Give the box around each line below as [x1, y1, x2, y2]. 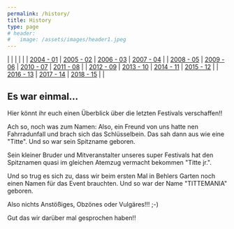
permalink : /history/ [7, 10, 71, 17]
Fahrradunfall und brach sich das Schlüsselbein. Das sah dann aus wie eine [7, 130, 225, 138]
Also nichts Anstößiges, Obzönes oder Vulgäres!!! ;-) [7, 200, 159, 208]
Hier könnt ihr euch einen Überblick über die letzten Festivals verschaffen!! [7, 109, 223, 117]
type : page [7, 23, 39, 30]
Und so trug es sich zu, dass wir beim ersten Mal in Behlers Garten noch [7, 172, 215, 180]
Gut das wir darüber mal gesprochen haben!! [7, 214, 136, 222]
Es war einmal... [7, 90, 79, 102]
